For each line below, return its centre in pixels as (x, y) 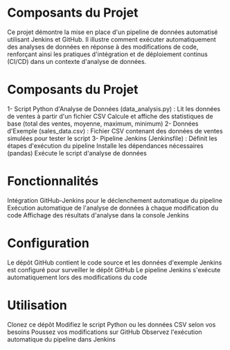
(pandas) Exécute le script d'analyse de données (77, 153)
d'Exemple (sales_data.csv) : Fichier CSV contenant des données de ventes (115, 131)
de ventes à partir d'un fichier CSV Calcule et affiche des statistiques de (110, 116)
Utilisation (37, 305)
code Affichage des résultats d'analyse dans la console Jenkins (98, 215)
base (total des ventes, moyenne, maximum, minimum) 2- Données (103, 124)
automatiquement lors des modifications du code (77, 277)
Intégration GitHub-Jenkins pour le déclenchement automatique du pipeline (115, 200)
